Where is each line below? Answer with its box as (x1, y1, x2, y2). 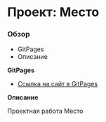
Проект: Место (7, 4, 100, 20)
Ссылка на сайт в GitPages (17, 80, 98, 88)
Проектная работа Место (7, 107, 84, 116)
